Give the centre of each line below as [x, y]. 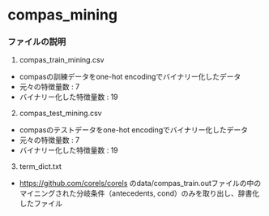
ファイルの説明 [37, 42]
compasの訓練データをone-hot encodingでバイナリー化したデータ [130, 77]
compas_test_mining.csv [60, 113]
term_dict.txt [41, 166]
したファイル [41, 204]
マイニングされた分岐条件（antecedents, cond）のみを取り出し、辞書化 [139, 193]
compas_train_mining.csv [62, 60]
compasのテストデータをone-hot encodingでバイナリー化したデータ [134, 130]
